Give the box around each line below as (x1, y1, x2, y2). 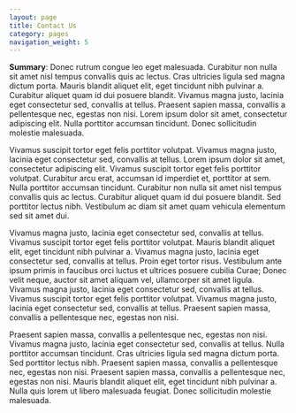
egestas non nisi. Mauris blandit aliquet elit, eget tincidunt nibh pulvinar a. (9, 377, 277, 387)
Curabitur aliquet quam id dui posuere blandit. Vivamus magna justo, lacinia (9, 90, 285, 101)
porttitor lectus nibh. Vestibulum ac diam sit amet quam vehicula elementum (9, 201, 285, 212)
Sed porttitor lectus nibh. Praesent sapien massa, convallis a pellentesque (9, 357, 278, 368)
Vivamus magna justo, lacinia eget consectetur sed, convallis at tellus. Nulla (9, 339, 285, 349)
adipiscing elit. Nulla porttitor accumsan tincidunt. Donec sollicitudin (9, 119, 257, 129)
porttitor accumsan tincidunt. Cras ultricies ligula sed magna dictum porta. (9, 348, 280, 359)
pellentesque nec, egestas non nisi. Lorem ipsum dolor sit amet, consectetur (9, 109, 288, 119)
